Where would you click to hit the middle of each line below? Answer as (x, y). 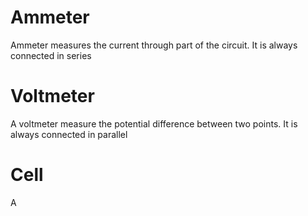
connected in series (51, 55)
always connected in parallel (69, 134)
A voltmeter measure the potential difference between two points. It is (154, 123)
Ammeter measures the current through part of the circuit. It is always (154, 45)
